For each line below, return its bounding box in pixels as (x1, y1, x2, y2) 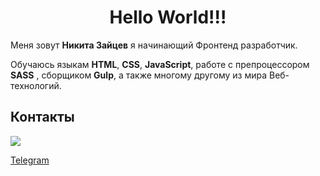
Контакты (10, 109, 75, 126)
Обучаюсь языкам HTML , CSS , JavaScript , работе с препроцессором (10, 58, 310, 70)
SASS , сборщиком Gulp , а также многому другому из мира (10, 69, 268, 81)
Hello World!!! (109, 6, 227, 29)
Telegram (10, 154, 50, 166)
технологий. (10, 79, 62, 91)
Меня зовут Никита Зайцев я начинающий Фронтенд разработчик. (10, 39, 298, 51)
